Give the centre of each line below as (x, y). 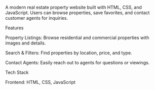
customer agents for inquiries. (37, 18)
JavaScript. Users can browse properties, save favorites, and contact (77, 13)
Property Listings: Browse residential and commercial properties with (77, 38)
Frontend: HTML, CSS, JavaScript (41, 82)
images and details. (26, 43)
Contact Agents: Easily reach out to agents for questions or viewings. (77, 62)
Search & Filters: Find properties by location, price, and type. (69, 53)
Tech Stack (17, 72)
